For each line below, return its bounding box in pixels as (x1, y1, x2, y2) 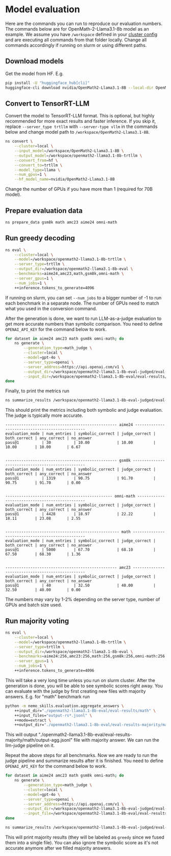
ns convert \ (5, 139, 33, 144)
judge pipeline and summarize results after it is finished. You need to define (5, 758, 164, 764)
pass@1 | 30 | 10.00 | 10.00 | (5, 440, 156, 445)
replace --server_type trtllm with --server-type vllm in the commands (5, 123, 158, 130)
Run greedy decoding (5, 234, 75, 243)
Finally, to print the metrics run (5, 388, 70, 394)
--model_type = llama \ (14, 167, 60, 172)
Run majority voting (5, 616, 69, 625)
